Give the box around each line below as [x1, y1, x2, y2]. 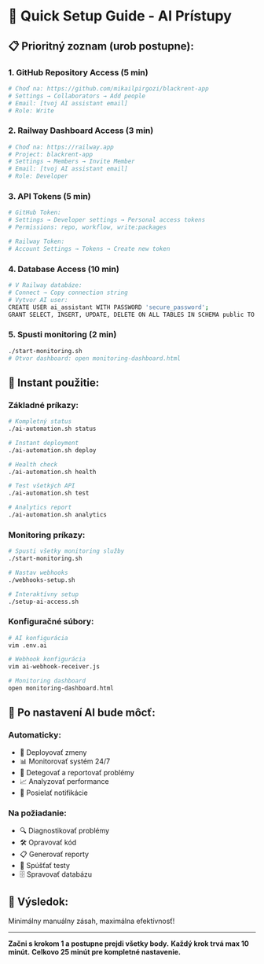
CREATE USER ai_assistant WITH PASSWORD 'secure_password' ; [8, 303, 210, 311]
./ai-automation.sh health [8, 468, 97, 476]
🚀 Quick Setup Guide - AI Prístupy [8, 7, 232, 25]
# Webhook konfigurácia [8, 656, 86, 664]
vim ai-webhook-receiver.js [8, 663, 101, 671]
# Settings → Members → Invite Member [8, 157, 135, 166]
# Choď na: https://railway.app [8, 143, 114, 151]
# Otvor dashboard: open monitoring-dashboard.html [8, 354, 181, 362]
